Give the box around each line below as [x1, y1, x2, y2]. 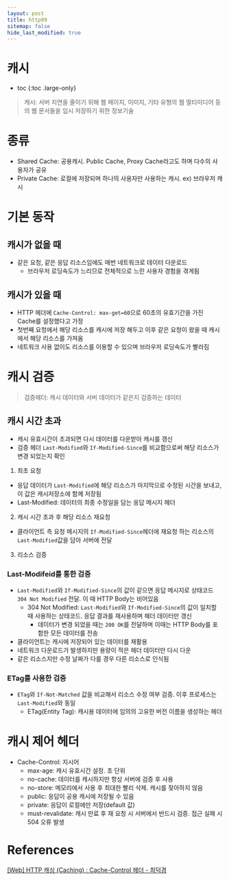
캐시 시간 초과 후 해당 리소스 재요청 [16, 512, 111, 521]
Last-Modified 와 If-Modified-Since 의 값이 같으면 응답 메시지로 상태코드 [16, 586, 214, 594]
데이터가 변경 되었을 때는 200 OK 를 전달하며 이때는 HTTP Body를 [37, 620, 211, 628]
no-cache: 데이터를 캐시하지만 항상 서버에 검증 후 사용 [27, 775, 173, 784]
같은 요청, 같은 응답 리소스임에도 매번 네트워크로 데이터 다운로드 [16, 258, 187, 267]
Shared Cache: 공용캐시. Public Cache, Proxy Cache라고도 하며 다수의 [16, 157, 211, 165]
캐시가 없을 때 [7, 239, 62, 250]
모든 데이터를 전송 [50, 629, 99, 637]
